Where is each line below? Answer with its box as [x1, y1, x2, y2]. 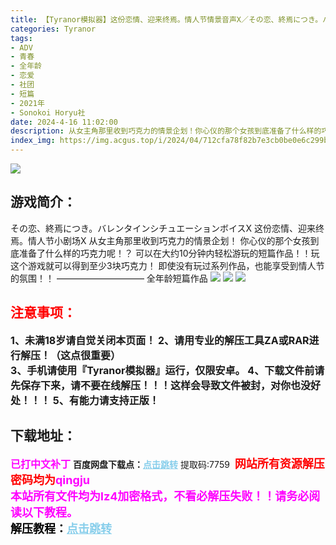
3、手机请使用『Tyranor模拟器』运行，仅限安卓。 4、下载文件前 [10, 363, 315, 377]
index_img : [10, 136, 56, 146]
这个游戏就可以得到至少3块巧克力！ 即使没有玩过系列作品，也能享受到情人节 [10, 259, 325, 271]
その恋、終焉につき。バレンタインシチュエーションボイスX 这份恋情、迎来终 [10, 222, 325, 234]
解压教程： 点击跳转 [10, 522, 112, 536]
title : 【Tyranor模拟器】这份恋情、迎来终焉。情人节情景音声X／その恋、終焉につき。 [10, 14, 323, 25]
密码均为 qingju [10, 473, 91, 488]
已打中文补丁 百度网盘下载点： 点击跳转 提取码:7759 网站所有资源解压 [10, 457, 325, 471]
